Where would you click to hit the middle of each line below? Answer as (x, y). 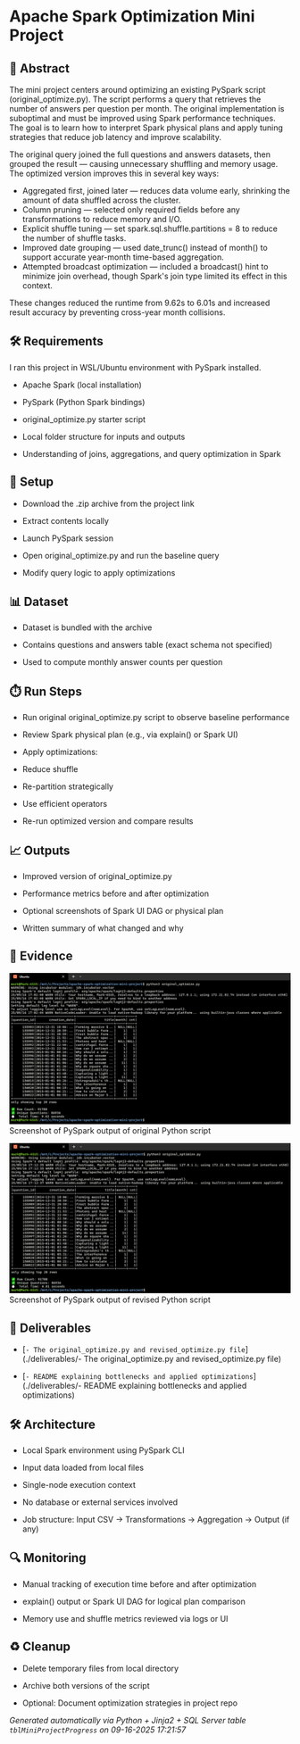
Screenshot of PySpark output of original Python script (110, 1130)
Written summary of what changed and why (103, 928)
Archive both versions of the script (86, 1685)
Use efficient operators (65, 804)
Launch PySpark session (68, 538)
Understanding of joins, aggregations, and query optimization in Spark (151, 453)
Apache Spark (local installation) (82, 385)
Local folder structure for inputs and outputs (104, 436)
